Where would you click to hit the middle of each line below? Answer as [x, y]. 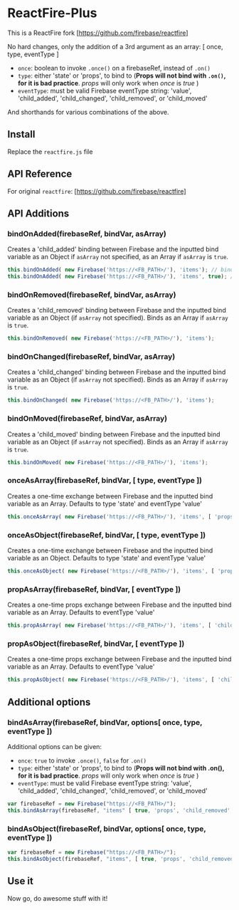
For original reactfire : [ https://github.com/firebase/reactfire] [97, 191]
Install [21, 134]
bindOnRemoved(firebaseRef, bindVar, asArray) [92, 295]
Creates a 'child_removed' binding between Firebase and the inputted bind [117, 310]
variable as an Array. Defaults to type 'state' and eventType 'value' [105, 503]
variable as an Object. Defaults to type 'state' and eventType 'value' [107, 558]
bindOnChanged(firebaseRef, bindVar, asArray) [91, 357]
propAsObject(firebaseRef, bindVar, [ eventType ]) [96, 644]
